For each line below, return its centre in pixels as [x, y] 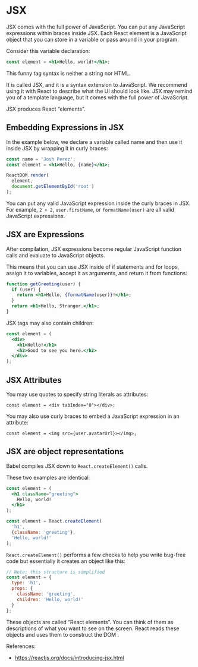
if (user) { [26, 290]
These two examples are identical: [48, 477]
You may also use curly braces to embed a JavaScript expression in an [93, 416]
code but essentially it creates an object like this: [66, 561]
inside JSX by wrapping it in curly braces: [57, 148]
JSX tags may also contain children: [50, 323]
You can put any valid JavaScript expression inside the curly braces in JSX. [98, 203]
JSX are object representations [65, 452]
